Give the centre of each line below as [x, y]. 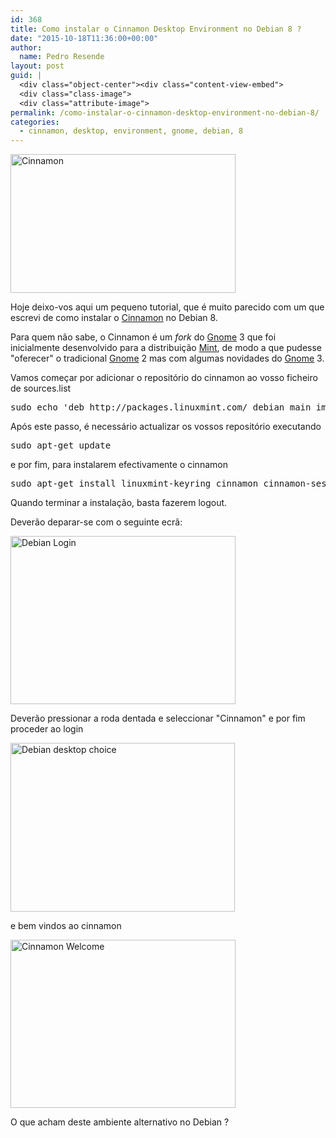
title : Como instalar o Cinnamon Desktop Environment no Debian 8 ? [156, 29]
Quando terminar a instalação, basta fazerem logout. [119, 503]
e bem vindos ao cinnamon [66, 926]
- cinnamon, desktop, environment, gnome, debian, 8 [131, 131]
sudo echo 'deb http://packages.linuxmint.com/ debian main [161, 407]
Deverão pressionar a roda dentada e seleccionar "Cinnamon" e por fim [158, 718]
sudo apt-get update [61, 445]
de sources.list [41, 388]
